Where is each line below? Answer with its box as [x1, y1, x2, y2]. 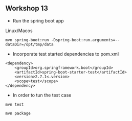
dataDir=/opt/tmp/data [5, 42, 54, 47]
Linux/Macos [5, 28, 33, 34]
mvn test [5, 102, 24, 107]
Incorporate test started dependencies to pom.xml [12, 51, 119, 57]
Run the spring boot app [12, 17, 64, 23]
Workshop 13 [5, 4, 49, 13]
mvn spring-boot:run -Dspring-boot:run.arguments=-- [5, 37, 120, 42]
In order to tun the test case [12, 92, 72, 98]
